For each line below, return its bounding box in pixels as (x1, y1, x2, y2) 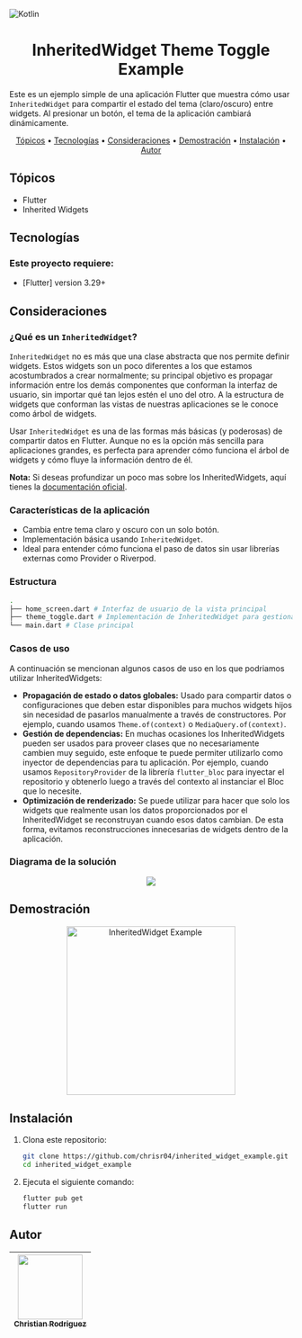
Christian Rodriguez (13, 1318, 87, 1329)
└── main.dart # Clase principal (9, 621, 135, 630)
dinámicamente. (9, 117, 69, 128)
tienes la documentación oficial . (9, 481, 128, 492)
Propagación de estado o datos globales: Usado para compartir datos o (22, 689, 292, 701)
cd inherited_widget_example (22, 1161, 132, 1170)
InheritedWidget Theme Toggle (31, 40, 271, 60)
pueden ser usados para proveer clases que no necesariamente (22, 738, 260, 749)
